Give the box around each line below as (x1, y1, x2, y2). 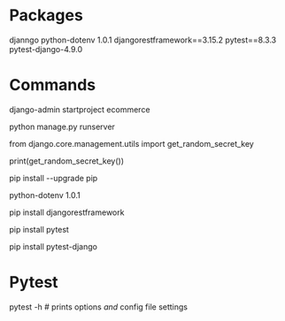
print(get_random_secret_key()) (9, 156, 125, 166)
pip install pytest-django (9, 241, 97, 252)
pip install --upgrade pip (9, 172, 98, 183)
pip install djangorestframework (9, 207, 125, 218)
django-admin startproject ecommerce (9, 103, 150, 115)
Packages (9, 5, 84, 26)
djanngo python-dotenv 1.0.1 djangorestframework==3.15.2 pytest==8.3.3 (9, 34, 277, 45)
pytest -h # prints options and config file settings (9, 302, 189, 312)
